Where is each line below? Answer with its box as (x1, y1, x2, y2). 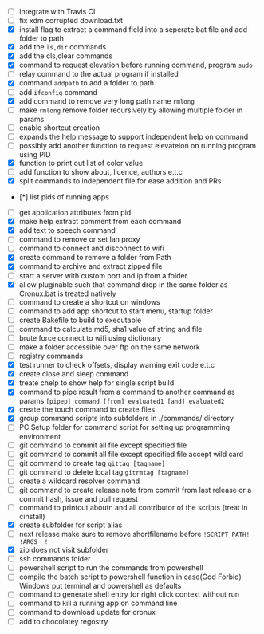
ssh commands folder (18, 554, 91, 564)
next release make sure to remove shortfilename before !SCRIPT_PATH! (18, 530, 250, 538)
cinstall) (18, 511, 45, 521)
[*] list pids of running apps (18, 192, 109, 202)
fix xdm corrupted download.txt (18, 16, 124, 26)
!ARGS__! (18, 538, 49, 546)
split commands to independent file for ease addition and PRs (18, 176, 222, 186)
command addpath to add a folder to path (18, 78, 155, 88)
